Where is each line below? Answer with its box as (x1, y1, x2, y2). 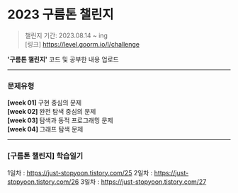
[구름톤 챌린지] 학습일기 (7, 151, 84, 161)
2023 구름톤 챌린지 (7, 6, 115, 23)
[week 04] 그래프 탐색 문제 (7, 125, 84, 134)
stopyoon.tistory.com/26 (7, 177, 79, 186)
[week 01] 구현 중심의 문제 (7, 98, 82, 107)
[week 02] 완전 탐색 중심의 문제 (7, 107, 96, 116)
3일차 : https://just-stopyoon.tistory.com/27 (80, 177, 207, 186)
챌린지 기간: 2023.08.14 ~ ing (24, 31, 108, 40)
